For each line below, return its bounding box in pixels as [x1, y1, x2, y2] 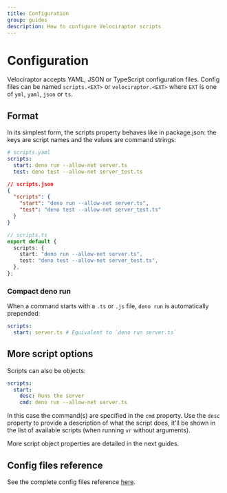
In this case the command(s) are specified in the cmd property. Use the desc [7, 412, 220, 420]
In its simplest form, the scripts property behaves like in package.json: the [7, 128, 217, 137]
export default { [7, 238, 57, 245]
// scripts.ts [7, 232, 48, 239]
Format [7, 110, 39, 121]
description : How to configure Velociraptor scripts [7, 23, 162, 30]
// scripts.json [7, 181, 54, 188]
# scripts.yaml [7, 149, 51, 156]
